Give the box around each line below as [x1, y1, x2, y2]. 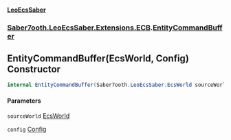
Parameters [7, 97, 41, 105]
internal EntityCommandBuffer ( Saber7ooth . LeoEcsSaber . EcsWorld [7, 81, 192, 89]
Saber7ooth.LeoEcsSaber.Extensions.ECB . [7, 23, 153, 32]
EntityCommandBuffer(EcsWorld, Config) [7, 52, 189, 64]
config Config [7, 125, 47, 134]
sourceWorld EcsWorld [7, 112, 70, 120]
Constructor [7, 63, 60, 75]
